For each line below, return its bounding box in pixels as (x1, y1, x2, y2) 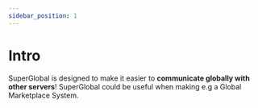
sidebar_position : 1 (8, 11, 78, 20)
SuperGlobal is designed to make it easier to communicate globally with (8, 73, 250, 83)
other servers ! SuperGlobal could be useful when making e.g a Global (8, 81, 242, 91)
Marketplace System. (8, 90, 79, 100)
